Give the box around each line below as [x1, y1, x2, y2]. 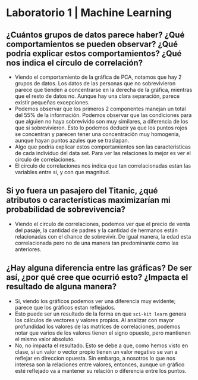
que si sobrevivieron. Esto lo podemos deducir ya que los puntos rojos [14, 124, 187, 131]
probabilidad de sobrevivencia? [6, 205, 126, 215]
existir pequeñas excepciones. [14, 99, 90, 106]
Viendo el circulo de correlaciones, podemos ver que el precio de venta [14, 220, 190, 227]
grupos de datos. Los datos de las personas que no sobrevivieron [14, 80, 176, 86]
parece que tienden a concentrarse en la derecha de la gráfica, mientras [14, 86, 193, 93]
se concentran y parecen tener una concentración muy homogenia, [14, 131, 180, 137]
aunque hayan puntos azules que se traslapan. [14, 137, 130, 144]
